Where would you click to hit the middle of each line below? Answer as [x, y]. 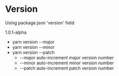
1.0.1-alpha [16, 32]
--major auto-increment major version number [67, 57]
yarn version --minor [34, 47]
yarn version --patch [33, 52]
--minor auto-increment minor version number [67, 63]
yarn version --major [33, 42]
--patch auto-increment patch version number [67, 68]
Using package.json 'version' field [40, 23]
